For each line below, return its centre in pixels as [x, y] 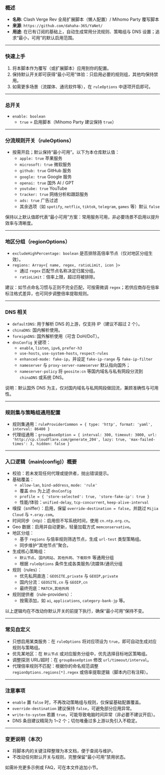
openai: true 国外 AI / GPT [47, 183]
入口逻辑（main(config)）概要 [41, 462]
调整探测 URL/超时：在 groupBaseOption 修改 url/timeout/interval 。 [82, 659]
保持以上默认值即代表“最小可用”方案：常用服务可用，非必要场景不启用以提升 [82, 217]
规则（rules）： [27, 570]
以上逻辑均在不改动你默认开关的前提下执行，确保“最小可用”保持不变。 [76, 611]
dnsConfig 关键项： [31, 342]
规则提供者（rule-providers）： [43, 595]
